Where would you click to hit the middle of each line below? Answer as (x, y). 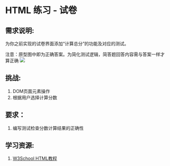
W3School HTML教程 (35, 158)
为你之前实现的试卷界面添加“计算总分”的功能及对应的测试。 (67, 44)
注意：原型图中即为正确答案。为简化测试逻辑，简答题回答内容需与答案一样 (83, 54)
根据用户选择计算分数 (35, 97)
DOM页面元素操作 (31, 91)
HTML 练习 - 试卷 (41, 10)
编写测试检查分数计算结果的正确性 (48, 128)
